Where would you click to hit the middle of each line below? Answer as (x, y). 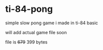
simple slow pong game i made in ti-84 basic (52, 23)
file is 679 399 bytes (26, 42)
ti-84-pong (29, 9)
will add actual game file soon (36, 32)
